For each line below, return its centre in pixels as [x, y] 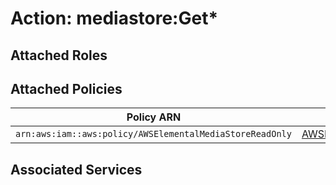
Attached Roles [59, 55]
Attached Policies [66, 88]
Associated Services [76, 169]
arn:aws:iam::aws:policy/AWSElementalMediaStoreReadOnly [153, 134]
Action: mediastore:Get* [114, 18]
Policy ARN [154, 117]
